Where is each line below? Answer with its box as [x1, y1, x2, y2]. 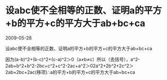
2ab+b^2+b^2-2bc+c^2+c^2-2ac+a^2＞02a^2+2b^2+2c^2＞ [5, 63, 134, 69]
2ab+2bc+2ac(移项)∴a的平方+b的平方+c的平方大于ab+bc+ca [5, 69, 135, 75]
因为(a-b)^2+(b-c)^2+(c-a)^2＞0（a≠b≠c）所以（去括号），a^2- [5, 56, 140, 62]
